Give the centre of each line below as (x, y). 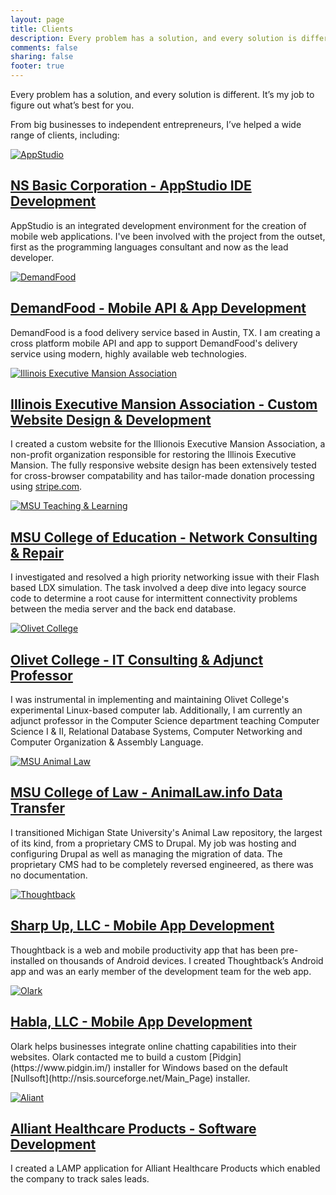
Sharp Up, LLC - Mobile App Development (142, 926)
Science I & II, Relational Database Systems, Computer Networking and (156, 732)
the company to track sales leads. (80, 1179)
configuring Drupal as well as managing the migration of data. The (146, 853)
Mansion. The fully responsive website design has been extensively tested (163, 465)
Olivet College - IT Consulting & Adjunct (137, 659)
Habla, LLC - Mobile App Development (131, 1022)
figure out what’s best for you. (72, 105)
